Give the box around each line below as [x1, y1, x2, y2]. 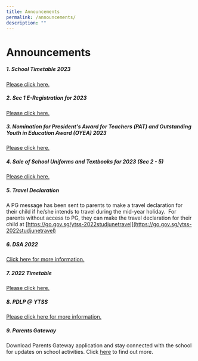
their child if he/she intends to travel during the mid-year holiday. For [6, 208, 177, 215]
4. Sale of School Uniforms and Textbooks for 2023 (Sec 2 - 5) [6, 158, 164, 165]
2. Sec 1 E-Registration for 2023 [6, 94, 87, 101]
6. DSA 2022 [6, 241, 38, 248]
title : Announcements [6, 8, 60, 15]
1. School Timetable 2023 [6, 66, 71, 73]
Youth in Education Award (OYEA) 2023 [6, 129, 107, 137]
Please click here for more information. [6, 313, 102, 320]
